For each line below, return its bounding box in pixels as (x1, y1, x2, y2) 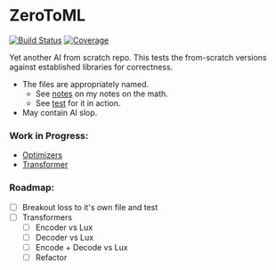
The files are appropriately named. (21, 78, 150, 89)
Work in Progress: (9, 129, 89, 142)
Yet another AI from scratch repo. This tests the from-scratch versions (9, 52, 267, 62)
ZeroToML (9, 5, 86, 26)
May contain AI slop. (21, 107, 98, 118)
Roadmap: (9, 182, 55, 194)
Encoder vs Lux (35, 222, 93, 233)
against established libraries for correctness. (9, 61, 174, 72)
